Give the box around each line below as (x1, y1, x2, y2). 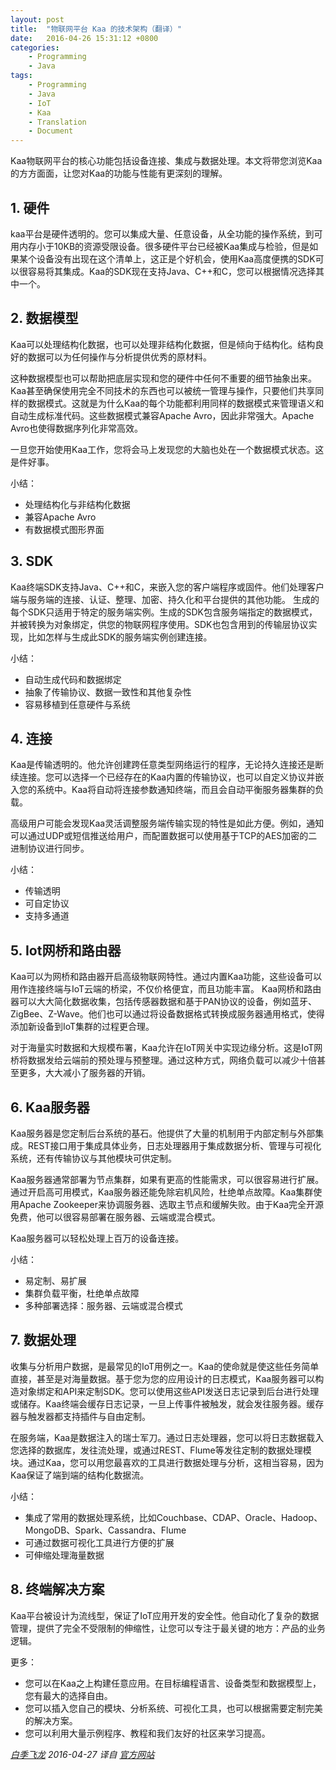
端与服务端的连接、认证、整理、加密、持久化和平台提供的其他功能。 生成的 (10, 593, 320, 605)
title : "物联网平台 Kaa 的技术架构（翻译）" (10, 24, 182, 34)
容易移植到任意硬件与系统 (24, 698, 131, 710)
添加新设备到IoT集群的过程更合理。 (10, 1021, 155, 1033)
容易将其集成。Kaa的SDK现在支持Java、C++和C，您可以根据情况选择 (27, 265, 316, 277)
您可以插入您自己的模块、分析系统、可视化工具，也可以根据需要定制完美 (24, 1702, 323, 1714)
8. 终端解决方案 (10, 1581, 105, 1598)
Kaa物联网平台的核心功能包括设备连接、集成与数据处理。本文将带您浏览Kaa (10, 155, 323, 167)
